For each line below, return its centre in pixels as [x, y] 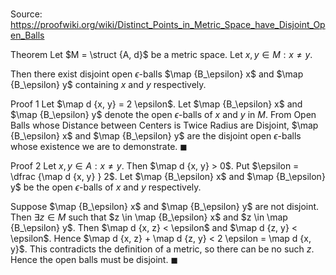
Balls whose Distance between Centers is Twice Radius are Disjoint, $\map [164, 125]
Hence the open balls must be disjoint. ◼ [94, 260]
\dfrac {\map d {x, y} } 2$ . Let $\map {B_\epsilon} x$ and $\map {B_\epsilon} [168, 177]
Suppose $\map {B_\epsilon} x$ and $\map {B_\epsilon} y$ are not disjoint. [165, 207]
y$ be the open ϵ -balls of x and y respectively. [106, 187]
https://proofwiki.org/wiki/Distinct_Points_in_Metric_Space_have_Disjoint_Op [168, 25]
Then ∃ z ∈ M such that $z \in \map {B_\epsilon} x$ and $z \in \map [149, 217]
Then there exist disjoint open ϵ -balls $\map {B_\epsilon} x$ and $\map [157, 74]
